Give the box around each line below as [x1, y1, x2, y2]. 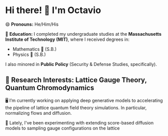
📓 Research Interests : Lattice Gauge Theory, [5, 76, 147, 85]
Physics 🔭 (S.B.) [12, 51, 46, 57]
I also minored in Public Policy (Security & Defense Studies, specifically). [5, 61, 157, 67]
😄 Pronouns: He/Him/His [5, 21, 59, 27]
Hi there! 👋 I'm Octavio [5, 5, 101, 16]
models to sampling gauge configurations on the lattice [5, 125, 120, 131]
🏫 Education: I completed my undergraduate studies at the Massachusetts [5, 31, 161, 37]
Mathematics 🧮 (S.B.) [12, 46, 57, 52]
